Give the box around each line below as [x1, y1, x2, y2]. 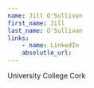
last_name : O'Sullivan [7, 26, 83, 34]
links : [7, 34, 29, 42]
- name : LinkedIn [22, 42, 80, 50]
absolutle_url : [22, 49, 72, 57]
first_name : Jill [7, 19, 65, 27]
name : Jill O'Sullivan [7, 11, 83, 20]
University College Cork [7, 71, 86, 80]
